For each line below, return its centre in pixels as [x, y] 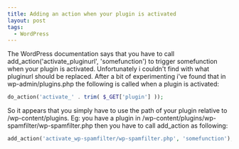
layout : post [27, 21]
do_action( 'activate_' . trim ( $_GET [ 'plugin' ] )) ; [85, 97]
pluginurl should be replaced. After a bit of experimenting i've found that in [117, 77]
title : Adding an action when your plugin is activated [92, 14]
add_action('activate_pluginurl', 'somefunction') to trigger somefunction [113, 62]
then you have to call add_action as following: [161, 126]
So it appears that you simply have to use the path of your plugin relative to [117, 111]
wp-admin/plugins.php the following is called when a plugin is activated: [113, 84]
